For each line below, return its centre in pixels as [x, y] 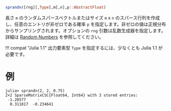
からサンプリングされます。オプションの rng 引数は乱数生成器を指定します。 [86, 30]
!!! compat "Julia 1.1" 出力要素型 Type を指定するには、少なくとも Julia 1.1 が [84, 48]
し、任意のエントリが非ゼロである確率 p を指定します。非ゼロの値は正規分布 [86, 24]
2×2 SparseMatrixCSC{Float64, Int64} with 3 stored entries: [72, 95]
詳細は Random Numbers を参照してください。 [54, 37]
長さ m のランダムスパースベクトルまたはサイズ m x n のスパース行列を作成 [83, 17]
